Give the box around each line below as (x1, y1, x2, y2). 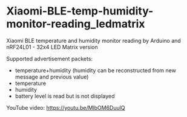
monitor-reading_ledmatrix (6, 17, 145, 31)
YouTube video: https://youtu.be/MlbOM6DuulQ (6, 104, 125, 111)
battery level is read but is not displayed (15, 92, 115, 100)
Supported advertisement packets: (6, 55, 93, 62)
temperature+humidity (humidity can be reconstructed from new (15, 66, 177, 74)
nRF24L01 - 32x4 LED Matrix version (6, 43, 98, 51)
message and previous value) (15, 73, 89, 80)
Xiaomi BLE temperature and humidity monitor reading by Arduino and (6, 37, 182, 44)
